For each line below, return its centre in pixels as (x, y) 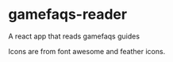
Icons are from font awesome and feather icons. (87, 51)
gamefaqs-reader (68, 15)
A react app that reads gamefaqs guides (74, 36)
